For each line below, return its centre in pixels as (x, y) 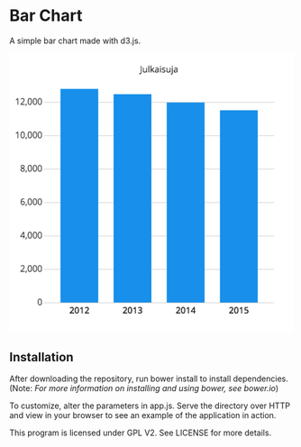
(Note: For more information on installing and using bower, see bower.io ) (144, 388)
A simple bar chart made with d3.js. (75, 41)
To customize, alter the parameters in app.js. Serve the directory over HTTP (150, 406)
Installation (41, 357)
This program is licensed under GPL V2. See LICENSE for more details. (141, 433)
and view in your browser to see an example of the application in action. (143, 415)
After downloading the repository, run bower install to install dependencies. (149, 379)
